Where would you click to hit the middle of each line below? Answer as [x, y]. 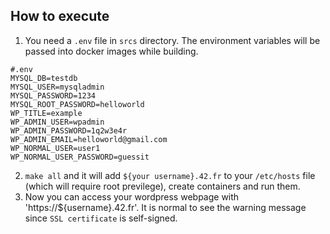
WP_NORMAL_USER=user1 [55, 148]
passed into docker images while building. [111, 51]
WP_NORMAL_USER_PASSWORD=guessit [80, 157]
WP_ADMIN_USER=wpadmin [57, 122]
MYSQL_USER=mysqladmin [57, 87]
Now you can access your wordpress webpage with [132, 196]
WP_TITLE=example [46, 113]
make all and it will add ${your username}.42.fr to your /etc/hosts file [170, 175]
